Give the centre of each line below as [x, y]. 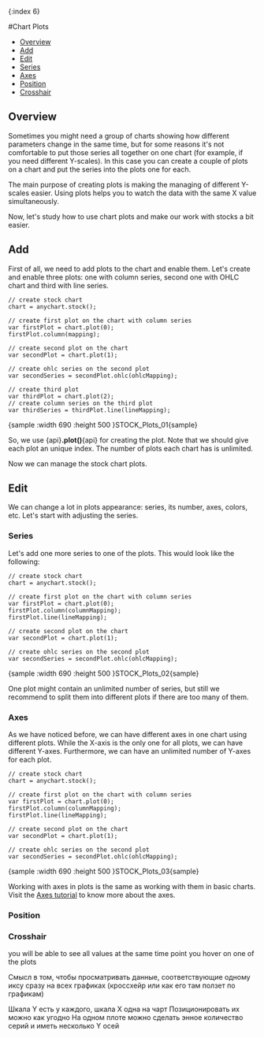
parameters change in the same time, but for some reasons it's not [116, 144]
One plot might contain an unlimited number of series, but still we [114, 688]
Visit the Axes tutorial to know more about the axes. [92, 895]
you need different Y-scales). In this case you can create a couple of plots [128, 161]
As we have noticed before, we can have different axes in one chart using [128, 735]
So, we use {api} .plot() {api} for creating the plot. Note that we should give [128, 439]
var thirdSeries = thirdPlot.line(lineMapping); [89, 410]
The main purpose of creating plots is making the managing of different [124, 184]
